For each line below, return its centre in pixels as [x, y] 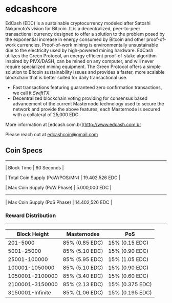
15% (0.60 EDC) [128, 276]
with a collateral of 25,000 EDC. [46, 114]
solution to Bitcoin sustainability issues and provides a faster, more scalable [85, 72]
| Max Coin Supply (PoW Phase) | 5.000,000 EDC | [58, 187]
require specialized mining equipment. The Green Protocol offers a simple [83, 67]
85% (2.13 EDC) [83, 285]
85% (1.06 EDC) [83, 293]
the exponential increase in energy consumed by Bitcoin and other [75, 39]
